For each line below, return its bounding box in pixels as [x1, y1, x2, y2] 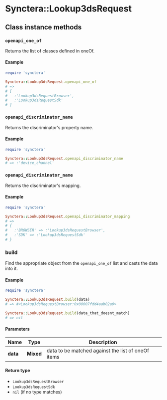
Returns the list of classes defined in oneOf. [5, 48, 95, 54]
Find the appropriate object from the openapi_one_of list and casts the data [5, 260, 158, 266]
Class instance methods [5, 23, 82, 31]
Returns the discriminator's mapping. [5, 183, 81, 189]
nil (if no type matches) [12, 389, 62, 395]
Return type [5, 367, 31, 373]
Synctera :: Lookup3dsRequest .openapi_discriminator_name [5, 156, 123, 161]
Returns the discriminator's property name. [5, 124, 93, 130]
